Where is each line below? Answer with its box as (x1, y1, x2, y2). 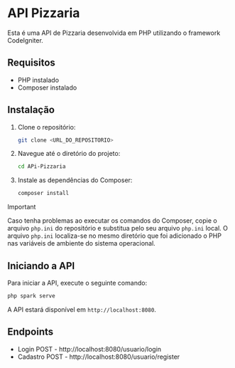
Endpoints (7, 326, 54, 338)
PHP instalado (17, 75, 59, 84)
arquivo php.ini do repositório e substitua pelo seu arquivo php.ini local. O (7, 224, 229, 233)
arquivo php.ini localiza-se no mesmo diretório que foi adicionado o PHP (7, 231, 222, 240)
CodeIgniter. (7, 36, 44, 44)
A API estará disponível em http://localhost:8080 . (7, 305, 156, 314)
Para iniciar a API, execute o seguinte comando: (7, 279, 148, 287)
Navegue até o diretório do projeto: (17, 149, 121, 158)
